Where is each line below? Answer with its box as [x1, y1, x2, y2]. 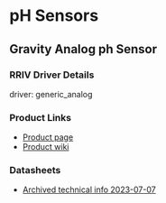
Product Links [9, 111, 72, 124]
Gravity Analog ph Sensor [9, 42, 158, 57]
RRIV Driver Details [9, 69, 95, 81]
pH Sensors [9, 5, 99, 26]
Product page [22, 132, 74, 143]
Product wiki [22, 142, 69, 152]
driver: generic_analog [9, 88, 93, 99]
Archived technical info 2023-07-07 [22, 184, 156, 195]
